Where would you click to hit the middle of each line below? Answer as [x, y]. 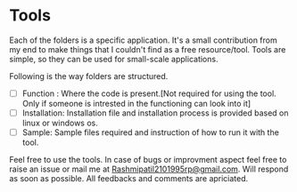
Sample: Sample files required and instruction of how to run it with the [150, 132]
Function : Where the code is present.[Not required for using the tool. [149, 93]
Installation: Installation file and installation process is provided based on [155, 113]
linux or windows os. [60, 123]
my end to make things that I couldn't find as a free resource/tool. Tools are [148, 49]
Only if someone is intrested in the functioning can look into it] [136, 104]
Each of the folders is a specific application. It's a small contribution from [144, 40]
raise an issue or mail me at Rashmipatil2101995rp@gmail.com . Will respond [149, 169]
